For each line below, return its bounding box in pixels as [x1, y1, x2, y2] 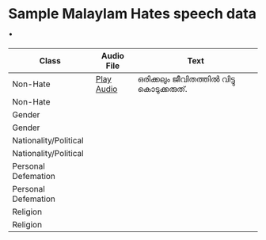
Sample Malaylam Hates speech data [8, 5, 257, 23]
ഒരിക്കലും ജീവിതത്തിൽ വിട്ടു [137, 73, 236, 84]
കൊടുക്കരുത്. [137, 83, 188, 94]
